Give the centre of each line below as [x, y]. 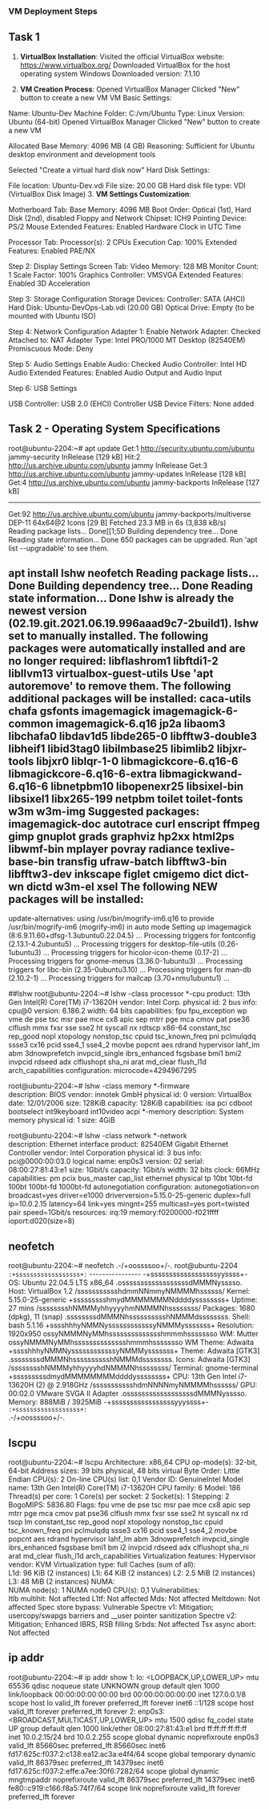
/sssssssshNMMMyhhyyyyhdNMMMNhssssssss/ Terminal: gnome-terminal [133, 1368]
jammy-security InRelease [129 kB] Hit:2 [74, 457]
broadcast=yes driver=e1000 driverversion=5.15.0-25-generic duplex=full [129, 1195]
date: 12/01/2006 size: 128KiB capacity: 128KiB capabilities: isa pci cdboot [130, 1103]
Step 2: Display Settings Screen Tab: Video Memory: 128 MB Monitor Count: [133, 266]
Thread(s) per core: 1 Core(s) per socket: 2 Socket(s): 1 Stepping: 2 [119, 1496]
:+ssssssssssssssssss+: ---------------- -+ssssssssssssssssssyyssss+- [128, 1274]
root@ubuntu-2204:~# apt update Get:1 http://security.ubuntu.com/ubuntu [131, 448]
